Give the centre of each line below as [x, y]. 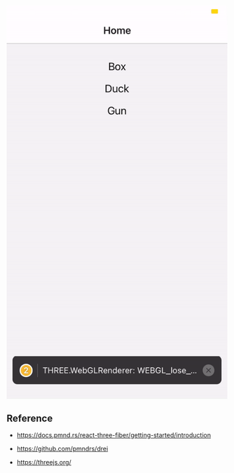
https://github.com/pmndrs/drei [62, 449]
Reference [30, 418]
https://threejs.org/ [44, 462]
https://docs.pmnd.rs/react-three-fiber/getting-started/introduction [114, 435]
